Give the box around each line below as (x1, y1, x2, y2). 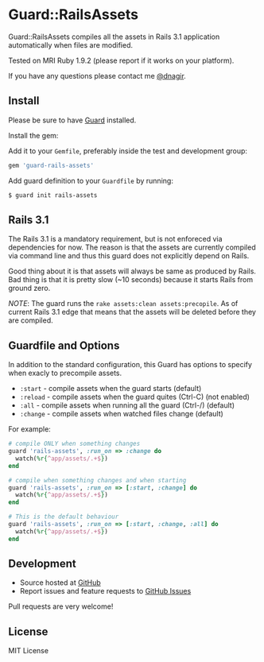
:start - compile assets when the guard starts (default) (19, 384, 202, 393)
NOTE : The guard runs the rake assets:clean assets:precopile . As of (8, 299, 239, 308)
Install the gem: (8, 130, 59, 140)
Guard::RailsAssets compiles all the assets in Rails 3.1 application (8, 32, 220, 41)
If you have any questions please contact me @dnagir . (8, 71, 187, 80)
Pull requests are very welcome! (8, 602, 114, 611)
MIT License (8, 646, 49, 656)
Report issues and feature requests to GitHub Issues (19, 587, 192, 596)
